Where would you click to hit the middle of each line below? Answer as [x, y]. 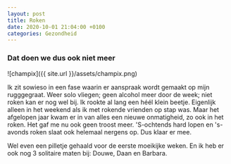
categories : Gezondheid [42, 33]
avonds [18, 132]
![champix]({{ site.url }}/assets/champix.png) [72, 73]
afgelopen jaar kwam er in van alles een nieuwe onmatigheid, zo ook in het [115, 117]
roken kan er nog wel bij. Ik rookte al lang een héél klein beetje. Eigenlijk [112, 102]
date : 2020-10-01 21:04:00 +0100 [56, 27]
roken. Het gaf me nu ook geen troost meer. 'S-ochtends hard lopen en [110, 125]
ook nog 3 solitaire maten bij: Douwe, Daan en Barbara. [87, 153]
